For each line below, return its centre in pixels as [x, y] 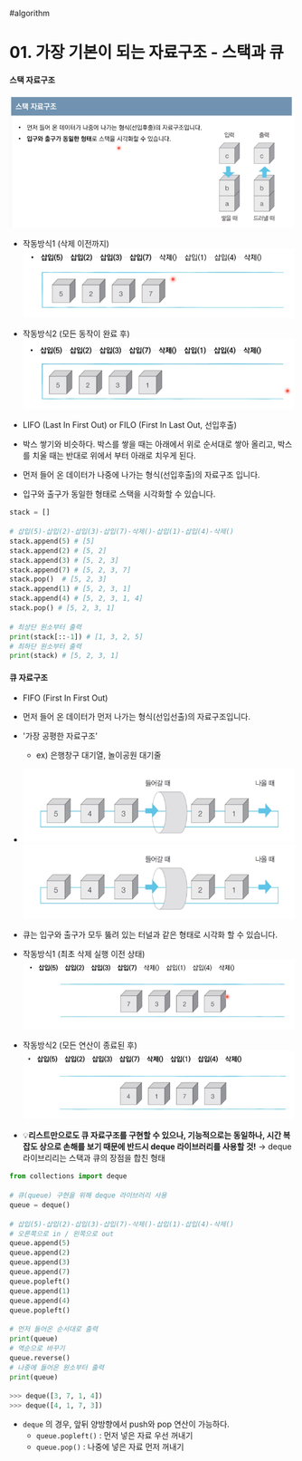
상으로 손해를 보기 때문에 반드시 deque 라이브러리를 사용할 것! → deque [165, 1147]
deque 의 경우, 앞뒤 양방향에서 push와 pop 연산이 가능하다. [126, 1424]
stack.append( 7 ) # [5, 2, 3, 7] [70, 570]
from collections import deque [68, 1176]
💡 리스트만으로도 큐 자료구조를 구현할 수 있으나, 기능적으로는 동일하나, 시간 [152, 1136]
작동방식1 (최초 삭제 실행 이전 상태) [84, 953]
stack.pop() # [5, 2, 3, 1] [62, 608]
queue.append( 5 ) [40, 1243]
